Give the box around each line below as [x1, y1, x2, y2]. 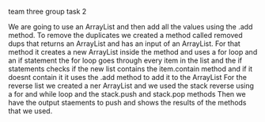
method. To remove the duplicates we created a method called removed [8, 31, 243, 40]
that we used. [8, 106, 53, 116]
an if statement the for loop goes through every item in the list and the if [8, 55, 243, 65]
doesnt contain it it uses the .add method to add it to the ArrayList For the [8, 73, 248, 82]
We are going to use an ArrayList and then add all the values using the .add [8, 22, 253, 31]
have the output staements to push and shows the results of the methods [8, 98, 247, 107]
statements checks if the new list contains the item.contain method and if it [8, 64, 253, 74]
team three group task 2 [8, 7, 87, 16]
